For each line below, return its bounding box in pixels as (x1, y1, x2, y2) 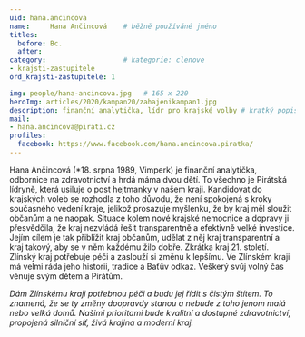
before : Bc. (17, 38, 64, 48)
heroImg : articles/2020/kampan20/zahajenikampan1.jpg (9, 97, 218, 106)
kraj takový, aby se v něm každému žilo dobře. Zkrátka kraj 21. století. (9, 242, 270, 253)
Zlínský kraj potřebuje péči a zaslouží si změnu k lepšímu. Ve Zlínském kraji (9, 251, 290, 262)
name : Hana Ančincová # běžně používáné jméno (9, 22, 218, 31)
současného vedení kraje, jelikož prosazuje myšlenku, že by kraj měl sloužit (9, 203, 292, 213)
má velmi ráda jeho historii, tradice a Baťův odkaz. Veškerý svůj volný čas (9, 261, 284, 272)
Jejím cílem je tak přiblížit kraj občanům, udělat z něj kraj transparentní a (9, 232, 280, 243)
